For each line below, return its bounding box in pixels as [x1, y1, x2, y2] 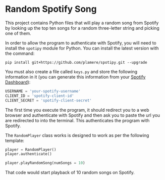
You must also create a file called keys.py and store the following [5, 68, 138, 75]
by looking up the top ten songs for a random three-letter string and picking [5, 25, 160, 31]
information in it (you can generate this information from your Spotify [5, 74, 146, 80]
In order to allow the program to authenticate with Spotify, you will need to [5, 40, 157, 45]
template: [5, 137, 25, 143]
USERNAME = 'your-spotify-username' [5, 89, 81, 93]
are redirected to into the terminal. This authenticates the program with [5, 117, 150, 123]
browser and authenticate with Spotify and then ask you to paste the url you [5, 112, 160, 118]
